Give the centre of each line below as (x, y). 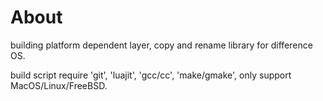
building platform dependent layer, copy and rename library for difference (161, 45)
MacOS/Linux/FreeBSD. (59, 85)
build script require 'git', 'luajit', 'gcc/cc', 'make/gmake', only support (151, 75)
